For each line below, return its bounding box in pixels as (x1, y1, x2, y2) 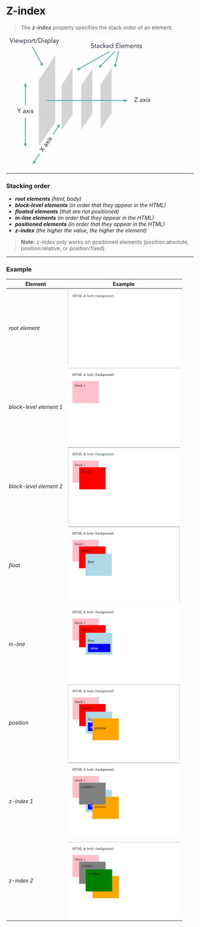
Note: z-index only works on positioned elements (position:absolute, (20, 238, 189, 245)
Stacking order (6, 182, 51, 190)
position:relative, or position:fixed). (20, 245, 107, 252)
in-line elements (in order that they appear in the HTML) (14, 214, 155, 222)
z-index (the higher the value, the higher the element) (14, 227, 147, 234)
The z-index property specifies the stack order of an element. (20, 24, 174, 31)
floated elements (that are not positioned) (14, 208, 120, 215)
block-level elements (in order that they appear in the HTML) (14, 201, 166, 209)
